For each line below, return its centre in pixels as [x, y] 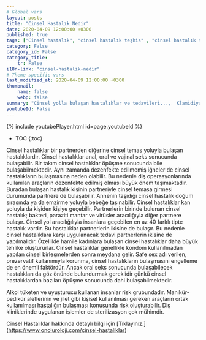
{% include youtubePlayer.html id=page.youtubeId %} [74, 126]
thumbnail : [20, 86]
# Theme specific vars [35, 75]
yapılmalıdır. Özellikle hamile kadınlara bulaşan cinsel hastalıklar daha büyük [102, 241]
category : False [27, 47]
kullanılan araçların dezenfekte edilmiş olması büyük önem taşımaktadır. [97, 183]
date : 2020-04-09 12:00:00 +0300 [49, 29]
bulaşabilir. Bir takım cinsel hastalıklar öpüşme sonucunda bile [85, 163]
